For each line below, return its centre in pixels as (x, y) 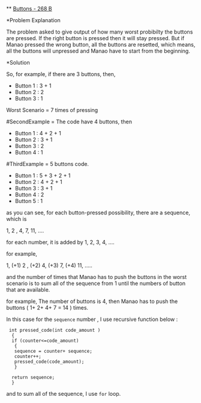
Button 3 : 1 (29, 99)
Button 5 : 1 (29, 201)
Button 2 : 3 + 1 (34, 140)
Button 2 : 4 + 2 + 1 (38, 182)
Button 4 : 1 (29, 152)
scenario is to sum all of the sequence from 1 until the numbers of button (96, 283)
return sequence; (33, 377)
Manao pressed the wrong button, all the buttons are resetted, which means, (101, 45)
